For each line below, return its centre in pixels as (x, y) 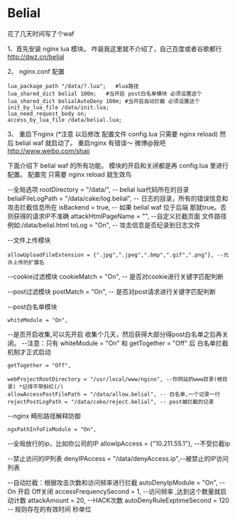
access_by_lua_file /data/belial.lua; (65, 120)
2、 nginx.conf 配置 (36, 71)
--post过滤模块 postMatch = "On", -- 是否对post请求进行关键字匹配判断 (112, 291)
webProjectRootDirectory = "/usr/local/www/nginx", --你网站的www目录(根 (115, 379)
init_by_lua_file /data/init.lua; (59, 107)
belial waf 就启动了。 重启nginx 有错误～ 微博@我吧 (90, 143)
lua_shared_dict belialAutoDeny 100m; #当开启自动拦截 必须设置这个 (104, 101)
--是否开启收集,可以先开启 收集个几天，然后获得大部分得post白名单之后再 (115, 334)
